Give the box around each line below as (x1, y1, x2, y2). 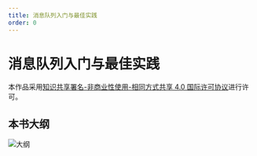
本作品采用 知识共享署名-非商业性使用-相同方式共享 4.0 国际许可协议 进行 (8, 82, 242, 92)
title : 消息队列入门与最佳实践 (8, 11, 97, 20)
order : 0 (8, 19, 37, 27)
